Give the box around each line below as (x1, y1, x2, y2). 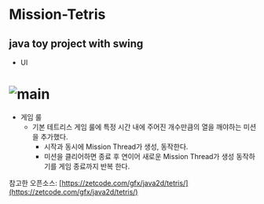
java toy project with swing (9, 37, 144, 50)
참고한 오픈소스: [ (9, 178, 62, 187)
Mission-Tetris (9, 6, 106, 24)
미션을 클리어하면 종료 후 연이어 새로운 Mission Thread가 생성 (43, 151, 235, 161)
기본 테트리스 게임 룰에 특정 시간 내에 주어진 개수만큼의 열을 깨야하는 (31, 122, 242, 132)
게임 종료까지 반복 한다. (58, 161, 130, 171)
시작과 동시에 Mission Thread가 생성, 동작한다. (43, 142, 189, 151)
